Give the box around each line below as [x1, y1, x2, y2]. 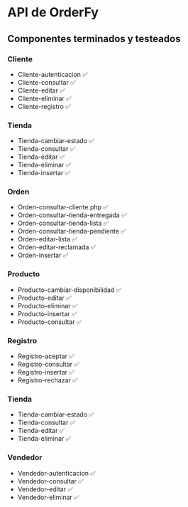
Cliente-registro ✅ [17, 102, 71, 110]
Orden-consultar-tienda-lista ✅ [17, 219, 109, 228]
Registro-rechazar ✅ [17, 376, 78, 385]
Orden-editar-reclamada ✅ [17, 243, 96, 251]
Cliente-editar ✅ [17, 86, 65, 95]
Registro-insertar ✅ [17, 368, 74, 377]
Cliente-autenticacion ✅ [17, 70, 89, 78]
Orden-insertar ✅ [17, 251, 69, 260]
